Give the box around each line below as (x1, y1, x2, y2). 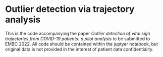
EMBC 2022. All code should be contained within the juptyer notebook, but (5, 41, 158, 47)
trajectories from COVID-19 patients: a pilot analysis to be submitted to (5, 36, 150, 42)
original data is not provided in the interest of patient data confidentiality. (5, 46, 154, 52)
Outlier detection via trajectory (5, 3, 135, 15)
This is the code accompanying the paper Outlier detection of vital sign (5, 30, 150, 36)
